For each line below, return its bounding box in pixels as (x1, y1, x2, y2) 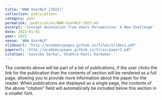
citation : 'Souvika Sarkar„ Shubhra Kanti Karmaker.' (5, 51, 116, 57)
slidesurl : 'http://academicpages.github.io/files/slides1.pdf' (5, 43, 137, 48)
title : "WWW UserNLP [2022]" (5, 7, 64, 12)
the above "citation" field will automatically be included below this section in (5, 85, 157, 91)
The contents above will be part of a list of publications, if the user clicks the (5, 65, 157, 71)
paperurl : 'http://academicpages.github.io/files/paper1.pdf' (5, 47, 133, 52)
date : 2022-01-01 (5, 29, 40, 34)
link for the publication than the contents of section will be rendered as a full (5, 70, 157, 76)
